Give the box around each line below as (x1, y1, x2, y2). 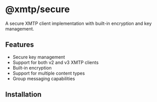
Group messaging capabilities (12, 75, 75, 82)
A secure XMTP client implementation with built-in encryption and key (5, 20, 152, 26)
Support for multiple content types (12, 70, 85, 76)
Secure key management (12, 54, 65, 60)
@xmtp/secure (5, 4, 70, 15)
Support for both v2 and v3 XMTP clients (12, 59, 99, 65)
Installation (5, 90, 42, 99)
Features (5, 41, 34, 49)
